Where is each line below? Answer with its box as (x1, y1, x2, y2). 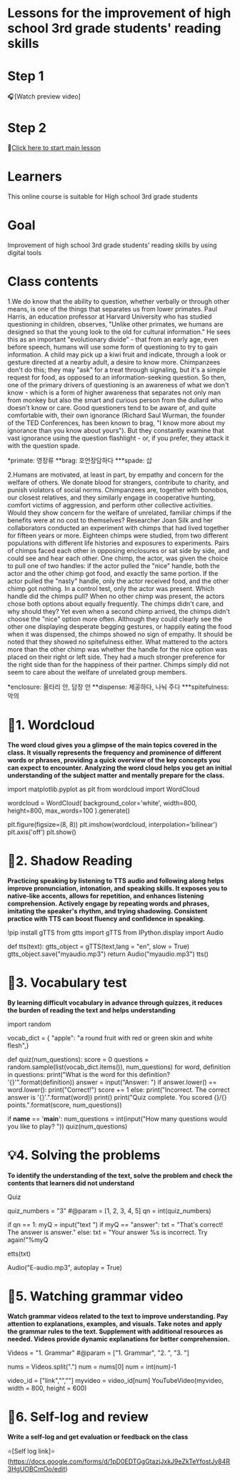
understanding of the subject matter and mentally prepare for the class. (7, 770, 225, 780)
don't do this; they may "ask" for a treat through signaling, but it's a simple (7, 365, 226, 374)
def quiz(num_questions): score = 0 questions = (7, 1055, 149, 1063)
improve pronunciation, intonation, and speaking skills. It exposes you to (7, 884, 228, 893)
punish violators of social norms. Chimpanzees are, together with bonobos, (7, 485, 229, 494)
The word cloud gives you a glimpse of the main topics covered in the (7, 740, 218, 749)
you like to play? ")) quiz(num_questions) (7, 1122, 128, 1131)
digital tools (7, 248, 41, 257)
